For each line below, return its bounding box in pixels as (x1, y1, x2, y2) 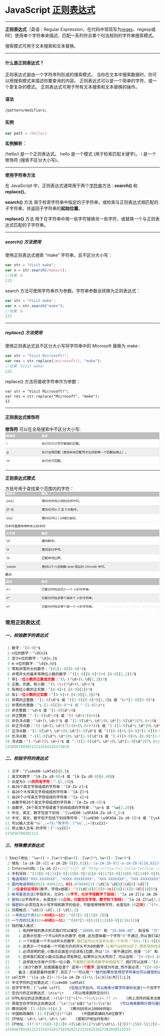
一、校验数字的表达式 (5, 632, 48, 638)
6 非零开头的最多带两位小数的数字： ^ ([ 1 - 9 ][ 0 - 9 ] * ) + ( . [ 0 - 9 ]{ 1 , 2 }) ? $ (7, 671, 137, 677)
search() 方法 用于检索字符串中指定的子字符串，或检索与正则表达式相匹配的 (5, 199, 159, 205)
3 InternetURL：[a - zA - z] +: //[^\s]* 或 (7, 866, 85, 871)
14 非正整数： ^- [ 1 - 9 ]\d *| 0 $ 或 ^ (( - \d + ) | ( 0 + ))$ (5, 713, 100, 718)
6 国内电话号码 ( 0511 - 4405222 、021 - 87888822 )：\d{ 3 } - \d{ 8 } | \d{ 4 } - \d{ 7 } (7, 881, 149, 886)
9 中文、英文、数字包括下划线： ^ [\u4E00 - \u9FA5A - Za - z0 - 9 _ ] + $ (7, 810, 125, 815)
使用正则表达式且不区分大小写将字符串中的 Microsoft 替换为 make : (5, 343, 140, 349)
